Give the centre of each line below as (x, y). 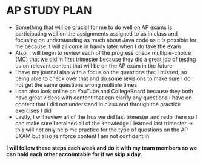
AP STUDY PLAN (49, 11)
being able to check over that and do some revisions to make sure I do (103, 78)
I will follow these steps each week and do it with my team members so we (101, 148)
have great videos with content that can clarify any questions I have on (103, 98)
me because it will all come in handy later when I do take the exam (98, 46)
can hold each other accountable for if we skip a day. (74, 154)
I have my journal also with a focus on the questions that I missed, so (101, 72)
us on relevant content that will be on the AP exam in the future (94, 65)
